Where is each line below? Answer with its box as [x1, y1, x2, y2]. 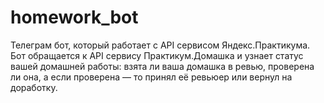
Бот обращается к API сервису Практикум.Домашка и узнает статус [10, 49, 304, 61]
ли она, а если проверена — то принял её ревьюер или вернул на [10, 71, 293, 83]
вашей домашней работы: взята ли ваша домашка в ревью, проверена [10, 60, 315, 72]
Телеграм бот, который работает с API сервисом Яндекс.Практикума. [10, 39, 311, 51]
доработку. [10, 81, 58, 93]
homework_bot [10, 6, 139, 29]
